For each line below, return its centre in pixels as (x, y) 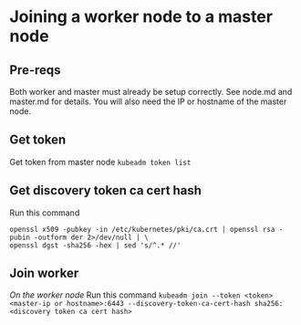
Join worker (44, 273)
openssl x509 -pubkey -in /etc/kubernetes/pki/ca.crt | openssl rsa (142, 229)
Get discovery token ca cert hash (106, 190)
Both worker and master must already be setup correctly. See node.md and (151, 92)
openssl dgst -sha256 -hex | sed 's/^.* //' (95, 245)
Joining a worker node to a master (141, 17)
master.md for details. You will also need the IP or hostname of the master (148, 101)
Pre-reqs (35, 70)
